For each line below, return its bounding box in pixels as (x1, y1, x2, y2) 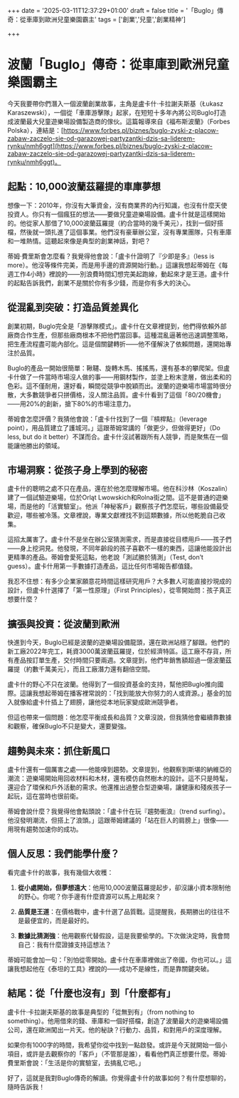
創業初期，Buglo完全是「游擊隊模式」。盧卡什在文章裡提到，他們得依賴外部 (7, 322, 227, 330)
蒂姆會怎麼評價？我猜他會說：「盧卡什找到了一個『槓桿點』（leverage (7, 415, 208, 423)
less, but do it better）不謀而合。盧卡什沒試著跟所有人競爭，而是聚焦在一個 (7, 432, 228, 441)
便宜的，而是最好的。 (30, 916, 93, 925)
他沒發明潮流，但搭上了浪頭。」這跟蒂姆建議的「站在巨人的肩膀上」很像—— (7, 816, 229, 824)
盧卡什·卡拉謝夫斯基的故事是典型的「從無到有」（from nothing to (7, 1007, 195, 1016)
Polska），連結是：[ (7, 126, 64, 134)
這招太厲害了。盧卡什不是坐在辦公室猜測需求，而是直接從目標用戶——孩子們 (7, 535, 232, 544)
